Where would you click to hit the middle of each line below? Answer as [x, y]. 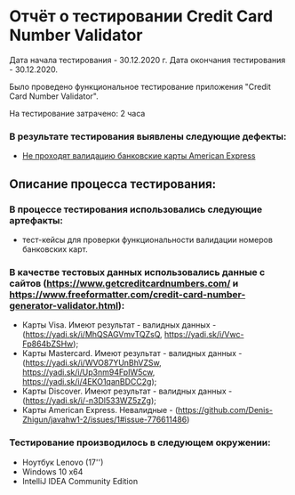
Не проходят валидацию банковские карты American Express [139, 156]
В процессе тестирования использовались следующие [136, 209]
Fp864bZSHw [48, 344]
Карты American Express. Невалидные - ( [100, 410]
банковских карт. [55, 249]
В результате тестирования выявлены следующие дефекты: [148, 136]
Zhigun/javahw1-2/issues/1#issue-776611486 [104, 419]
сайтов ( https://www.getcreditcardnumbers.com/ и [124, 283]
